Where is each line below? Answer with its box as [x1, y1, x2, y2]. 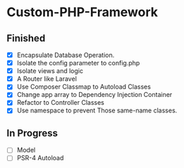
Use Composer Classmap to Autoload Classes [16, 82, 151, 91]
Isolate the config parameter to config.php [16, 59, 140, 67]
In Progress [6, 127, 58, 139]
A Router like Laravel [16, 75, 77, 83]
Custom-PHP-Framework [6, 4, 159, 20]
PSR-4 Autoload [16, 154, 64, 162]
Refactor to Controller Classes [16, 98, 105, 107]
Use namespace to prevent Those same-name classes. [16, 106, 178, 115]
